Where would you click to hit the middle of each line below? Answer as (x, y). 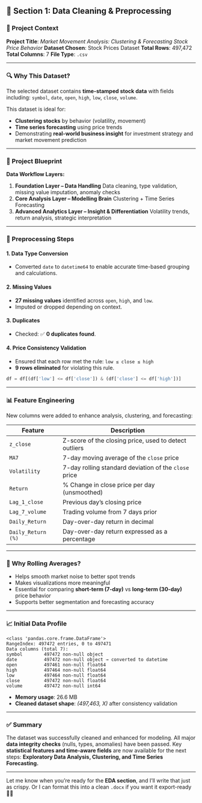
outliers (73, 448)
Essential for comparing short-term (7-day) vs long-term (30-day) (98, 589)
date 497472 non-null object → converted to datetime (87, 659)
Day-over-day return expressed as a (115, 532)
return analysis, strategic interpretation (63, 218)
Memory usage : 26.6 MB (46, 697)
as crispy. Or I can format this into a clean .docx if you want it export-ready (99, 787)
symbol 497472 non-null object (55, 654)
